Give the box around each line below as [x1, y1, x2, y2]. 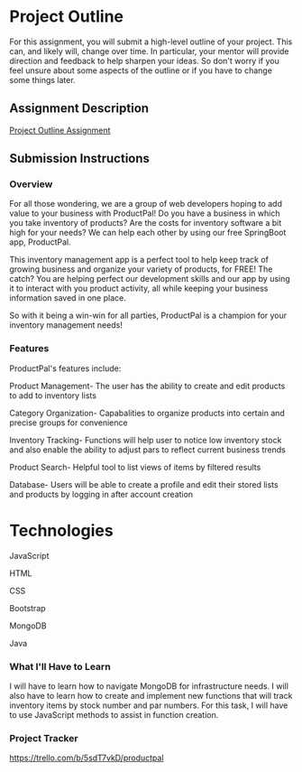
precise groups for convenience [9, 417, 128, 428]
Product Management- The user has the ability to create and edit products [9, 380, 286, 391]
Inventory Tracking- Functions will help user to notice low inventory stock [9, 434, 282, 445]
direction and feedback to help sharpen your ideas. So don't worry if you [9, 55, 279, 66]
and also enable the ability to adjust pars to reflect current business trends [9, 444, 286, 455]
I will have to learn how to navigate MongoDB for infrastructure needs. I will [9, 680, 288, 692]
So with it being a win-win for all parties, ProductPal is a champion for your [9, 310, 288, 321]
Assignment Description [9, 101, 150, 116]
